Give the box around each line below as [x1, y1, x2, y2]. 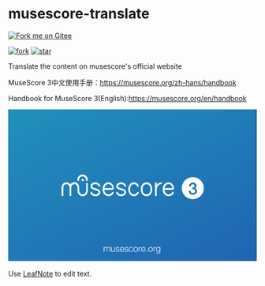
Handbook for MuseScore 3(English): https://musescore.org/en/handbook [8, 93, 247, 103]
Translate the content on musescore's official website [8, 61, 183, 71]
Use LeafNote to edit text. [8, 269, 92, 278]
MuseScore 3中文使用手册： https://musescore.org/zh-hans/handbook [8, 77, 237, 87]
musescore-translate [8, 5, 150, 23]
